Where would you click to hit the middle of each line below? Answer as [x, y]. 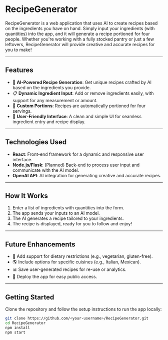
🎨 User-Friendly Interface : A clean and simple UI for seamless [77, 116]
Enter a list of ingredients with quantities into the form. [68, 208]
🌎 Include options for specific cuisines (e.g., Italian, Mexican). [76, 262]
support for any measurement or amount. [55, 100]
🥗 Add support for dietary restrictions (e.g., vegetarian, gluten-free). [82, 256]
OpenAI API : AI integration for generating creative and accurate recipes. [87, 175]
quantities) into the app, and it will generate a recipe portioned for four [77, 34]
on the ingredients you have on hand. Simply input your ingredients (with [80, 28]
